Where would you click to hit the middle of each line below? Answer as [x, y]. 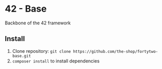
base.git [22, 56]
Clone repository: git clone [42, 51]
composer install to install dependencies [56, 61]
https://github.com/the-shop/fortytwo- [116, 51]
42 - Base [26, 9]
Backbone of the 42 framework [38, 23]
